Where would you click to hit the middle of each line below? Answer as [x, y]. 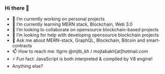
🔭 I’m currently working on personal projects [58, 19]
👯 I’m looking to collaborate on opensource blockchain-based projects [85, 30]
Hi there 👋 [17, 8]
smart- [153, 40]
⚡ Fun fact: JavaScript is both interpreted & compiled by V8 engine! [82, 59]
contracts [22, 46]
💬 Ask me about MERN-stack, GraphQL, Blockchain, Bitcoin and [78, 40]
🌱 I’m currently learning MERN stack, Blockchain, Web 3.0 [72, 24]
